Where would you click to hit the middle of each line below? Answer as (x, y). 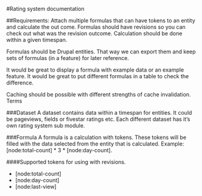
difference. (20, 83)
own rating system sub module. (46, 126)
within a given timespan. (37, 40)
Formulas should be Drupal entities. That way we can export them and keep (101, 52)
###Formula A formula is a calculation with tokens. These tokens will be (96, 137)
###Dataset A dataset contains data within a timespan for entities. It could (99, 113)
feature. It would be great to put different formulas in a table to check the (98, 76)
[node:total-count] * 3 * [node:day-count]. (59, 150)
